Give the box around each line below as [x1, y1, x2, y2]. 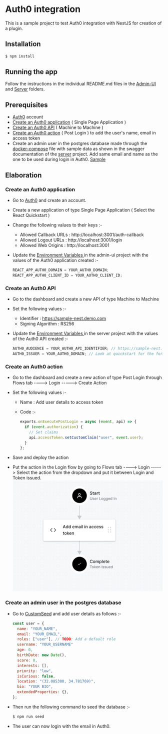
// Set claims [29, 429, 58, 434]
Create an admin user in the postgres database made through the [12, 140, 147, 146]
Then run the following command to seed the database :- [12, 703, 130, 709]
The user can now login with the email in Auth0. [12, 723, 111, 729]
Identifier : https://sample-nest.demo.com [19, 315, 106, 321]
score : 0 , [17, 657, 37, 663]
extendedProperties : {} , [17, 689, 69, 694]
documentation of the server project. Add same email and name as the [12, 151, 158, 157]
